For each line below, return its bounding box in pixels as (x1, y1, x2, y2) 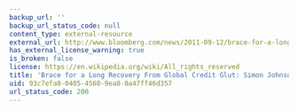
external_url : (9, 37, 62, 47)
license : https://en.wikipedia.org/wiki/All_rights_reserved (9, 63, 240, 72)
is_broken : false (9, 54, 74, 63)
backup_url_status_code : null (9, 21, 122, 30)
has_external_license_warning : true (9, 46, 145, 55)
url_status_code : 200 (9, 87, 90, 96)
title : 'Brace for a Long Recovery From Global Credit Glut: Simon (9, 71, 264, 80)
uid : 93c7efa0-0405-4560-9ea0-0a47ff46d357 (9, 79, 173, 88)
